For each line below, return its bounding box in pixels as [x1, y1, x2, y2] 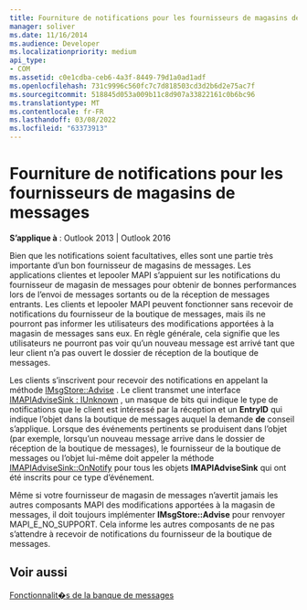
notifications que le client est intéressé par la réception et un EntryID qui [9, 403, 283, 414]
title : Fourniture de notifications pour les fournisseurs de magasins [9, 13, 288, 23]
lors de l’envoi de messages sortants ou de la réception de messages [9, 289, 270, 300]
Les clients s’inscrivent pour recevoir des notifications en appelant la [9, 374, 269, 385]
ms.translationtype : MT [9, 98, 101, 108]
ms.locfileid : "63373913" [9, 124, 108, 134]
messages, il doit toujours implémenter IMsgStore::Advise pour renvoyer [9, 508, 286, 519]
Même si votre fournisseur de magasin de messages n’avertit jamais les [9, 489, 279, 500]
